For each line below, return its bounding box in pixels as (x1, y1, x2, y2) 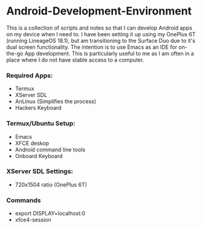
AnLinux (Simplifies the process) (15, 98, 97, 105)
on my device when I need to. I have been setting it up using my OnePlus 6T (6, 30, 196, 37)
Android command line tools (15, 146, 86, 153)
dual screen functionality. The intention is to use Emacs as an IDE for (6, 43, 177, 51)
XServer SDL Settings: (6, 167, 74, 176)
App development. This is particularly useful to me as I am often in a (24, 49, 195, 57)
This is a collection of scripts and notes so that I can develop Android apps (6, 24, 192, 31)
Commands (6, 196, 41, 204)
